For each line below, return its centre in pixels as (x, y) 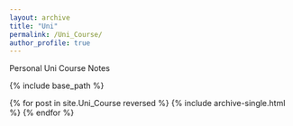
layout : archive (40, 18)
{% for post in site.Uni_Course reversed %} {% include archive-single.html (147, 103)
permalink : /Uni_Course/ (56, 34)
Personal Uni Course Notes (60, 68)
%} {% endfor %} (42, 112)
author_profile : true (50, 43)
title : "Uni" (34, 26)
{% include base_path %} (57, 85)
